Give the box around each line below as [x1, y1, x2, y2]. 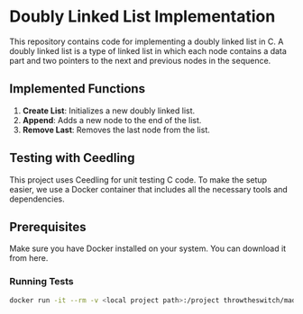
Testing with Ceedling [9, 150, 135, 166]
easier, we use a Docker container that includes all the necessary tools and [9, 184, 289, 194]
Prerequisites [9, 219, 87, 235]
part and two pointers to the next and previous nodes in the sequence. [9, 55, 271, 66]
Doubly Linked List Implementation [9, 6, 276, 27]
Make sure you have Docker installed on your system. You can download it [9, 243, 287, 254]
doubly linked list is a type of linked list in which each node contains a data [9, 45, 287, 56]
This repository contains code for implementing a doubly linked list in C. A [9, 36, 284, 47]
